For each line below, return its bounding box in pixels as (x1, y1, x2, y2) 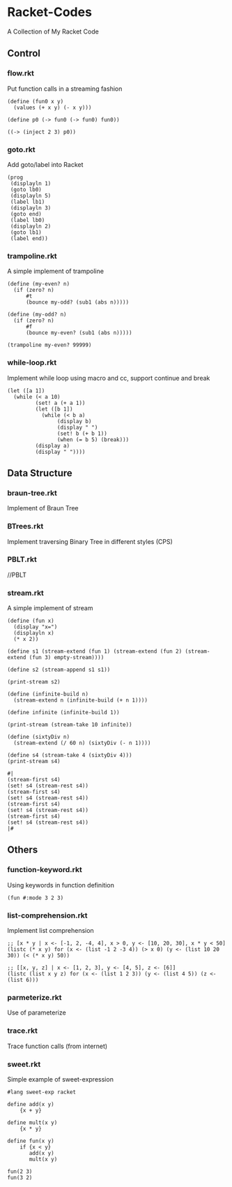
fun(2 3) (7, 1167, 33, 1175)
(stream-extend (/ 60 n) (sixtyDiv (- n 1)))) (13, 739, 151, 747)
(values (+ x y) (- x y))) (13, 104, 92, 111)
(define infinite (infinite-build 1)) (7, 709, 120, 716)
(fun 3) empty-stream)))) (29, 654, 105, 661)
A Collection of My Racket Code (7, 27, 99, 36)
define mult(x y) (7, 1119, 58, 1126)
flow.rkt (7, 68, 35, 78)
